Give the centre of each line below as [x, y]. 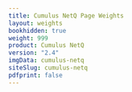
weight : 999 [28, 38]
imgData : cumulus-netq [46, 61]
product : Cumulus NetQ [46, 46]
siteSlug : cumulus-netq [48, 68]
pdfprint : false [35, 75]
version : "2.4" [34, 53]
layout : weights [35, 23]
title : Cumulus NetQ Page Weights [66, 16]
